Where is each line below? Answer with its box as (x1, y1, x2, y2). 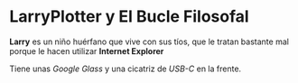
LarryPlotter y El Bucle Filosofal (9, 6, 250, 27)
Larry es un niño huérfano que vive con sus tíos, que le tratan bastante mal (9, 36, 289, 47)
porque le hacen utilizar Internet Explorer (9, 45, 164, 56)
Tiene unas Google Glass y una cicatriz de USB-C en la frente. (9, 63, 242, 74)
